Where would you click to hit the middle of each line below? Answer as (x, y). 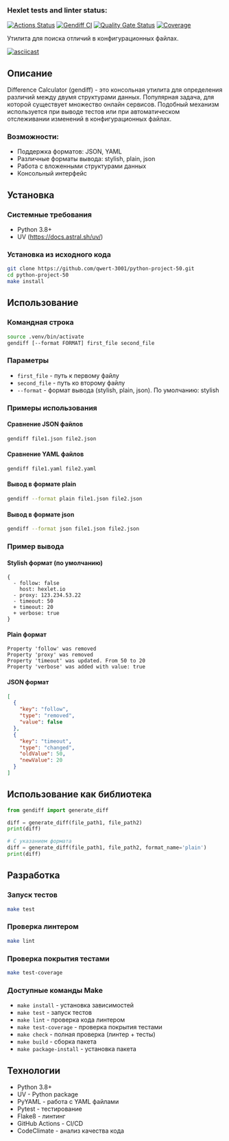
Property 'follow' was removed (52, 649)
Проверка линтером (43, 926)
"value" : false (41, 722)
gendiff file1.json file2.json (52, 439)
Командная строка (40, 322)
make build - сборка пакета (57, 1042)
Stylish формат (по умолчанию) (55, 563)
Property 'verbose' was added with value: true (76, 667)
